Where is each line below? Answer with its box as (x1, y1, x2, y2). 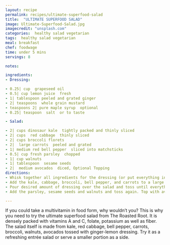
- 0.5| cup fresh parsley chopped (5, 152, 80, 157)
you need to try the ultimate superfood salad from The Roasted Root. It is (5, 213, 157, 219)
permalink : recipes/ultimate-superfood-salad (5, 12, 103, 17)
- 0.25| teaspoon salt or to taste (5, 110, 85, 115)
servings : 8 (5, 54, 30, 60)
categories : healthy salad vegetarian (5, 31, 90, 36)
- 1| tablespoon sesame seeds (5, 161, 71, 166)
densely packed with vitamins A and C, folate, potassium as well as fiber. (5, 218, 157, 224)
